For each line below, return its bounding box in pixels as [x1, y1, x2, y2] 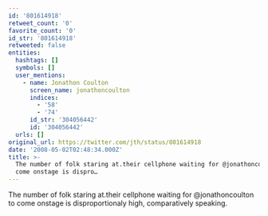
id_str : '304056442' [29, 116, 98, 124]
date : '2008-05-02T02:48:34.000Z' [8, 146, 124, 154]
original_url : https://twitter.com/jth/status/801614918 [8, 138, 202, 146]
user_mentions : [15, 71, 66, 79]
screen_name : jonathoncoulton [29, 86, 130, 94]
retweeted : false [8, 42, 66, 50]
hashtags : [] [15, 57, 59, 65]
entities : [8, 49, 41, 57]
